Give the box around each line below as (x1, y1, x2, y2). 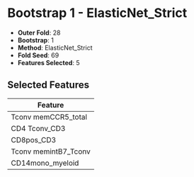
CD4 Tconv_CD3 (11, 123, 66, 133)
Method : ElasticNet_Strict (17, 43, 93, 52)
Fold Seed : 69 (17, 51, 59, 59)
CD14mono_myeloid (11, 158, 79, 168)
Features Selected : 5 (17, 58, 80, 67)
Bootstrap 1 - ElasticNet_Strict (7, 5, 188, 21)
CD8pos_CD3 (11, 135, 57, 144)
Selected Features (7, 79, 90, 91)
